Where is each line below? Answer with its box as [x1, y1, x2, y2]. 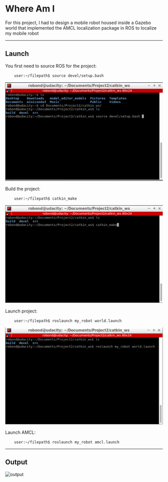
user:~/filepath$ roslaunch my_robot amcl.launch [14, 439, 120, 444]
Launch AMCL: [5, 429, 36, 435]
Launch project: [5, 308, 37, 314]
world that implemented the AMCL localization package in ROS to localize [5, 25, 156, 31]
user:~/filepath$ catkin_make [14, 196, 77, 201]
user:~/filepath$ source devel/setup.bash [14, 73, 104, 78]
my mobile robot [5, 30, 39, 36]
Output [5, 458, 27, 466]
